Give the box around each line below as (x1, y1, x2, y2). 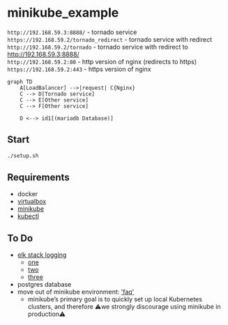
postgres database (17, 280, 72, 289)
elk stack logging (17, 251, 67, 259)
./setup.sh (7, 152, 39, 159)
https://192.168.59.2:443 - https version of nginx (7, 65, 151, 73)
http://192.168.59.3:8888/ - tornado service (7, 28, 137, 36)
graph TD (7, 78, 33, 85)
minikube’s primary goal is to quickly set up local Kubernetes (27, 295, 202, 303)
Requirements (7, 172, 70, 184)
